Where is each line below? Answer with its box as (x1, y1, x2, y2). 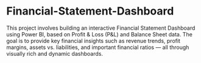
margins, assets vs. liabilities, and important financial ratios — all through (6, 44, 189, 51)
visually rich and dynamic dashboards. (6, 50, 104, 57)
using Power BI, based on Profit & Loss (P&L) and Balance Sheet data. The (6, 30, 193, 38)
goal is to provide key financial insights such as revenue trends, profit (6, 37, 181, 44)
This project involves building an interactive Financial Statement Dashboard (6, 24, 196, 31)
